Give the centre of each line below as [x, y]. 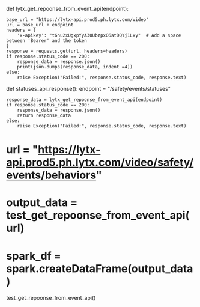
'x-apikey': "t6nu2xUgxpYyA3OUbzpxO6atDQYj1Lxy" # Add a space [99, 35]
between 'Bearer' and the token [47, 41]
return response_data [44, 115]
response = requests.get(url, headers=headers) [67, 51]
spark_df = [34, 256]
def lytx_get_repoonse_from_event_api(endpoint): [68, 9]
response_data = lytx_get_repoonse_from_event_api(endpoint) [84, 100]
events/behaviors [51, 175]
